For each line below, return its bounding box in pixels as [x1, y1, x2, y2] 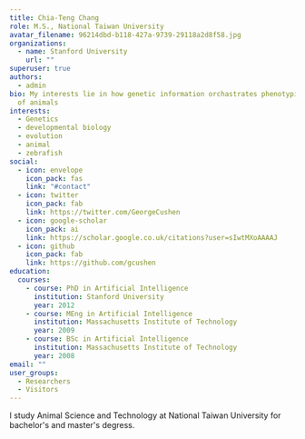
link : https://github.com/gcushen [25, 258, 156, 268]
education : [9, 267, 51, 276]
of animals [17, 97, 59, 107]
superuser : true [9, 65, 71, 74]
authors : [9, 73, 43, 82]
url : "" [25, 55, 54, 65]
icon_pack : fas [25, 174, 84, 183]
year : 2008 [33, 351, 75, 360]
